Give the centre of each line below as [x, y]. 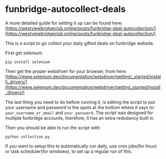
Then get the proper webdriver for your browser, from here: [66, 71]
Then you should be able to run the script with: [53, 128]
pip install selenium [28, 62]
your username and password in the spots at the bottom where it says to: [80, 107]
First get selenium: [24, 53]
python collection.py [28, 137]
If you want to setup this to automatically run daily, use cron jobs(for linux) [81, 146]
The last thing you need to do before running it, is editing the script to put [80, 102]
